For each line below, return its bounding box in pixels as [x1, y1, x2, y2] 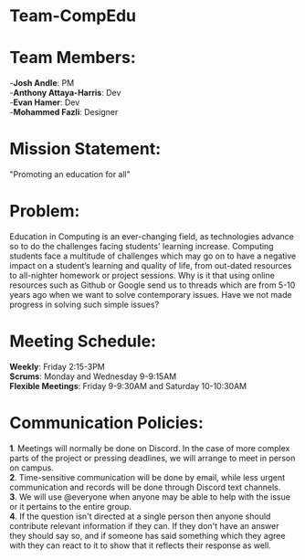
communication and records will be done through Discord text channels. [9, 481, 281, 492]
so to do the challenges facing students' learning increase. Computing [9, 241, 274, 251]
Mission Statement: [9, 139, 162, 160]
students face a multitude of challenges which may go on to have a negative [9, 250, 297, 261]
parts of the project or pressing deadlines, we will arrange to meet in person [9, 452, 296, 463]
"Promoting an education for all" [9, 169, 131, 180]
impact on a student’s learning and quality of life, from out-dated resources [9, 260, 292, 270]
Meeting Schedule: [9, 331, 157, 352]
